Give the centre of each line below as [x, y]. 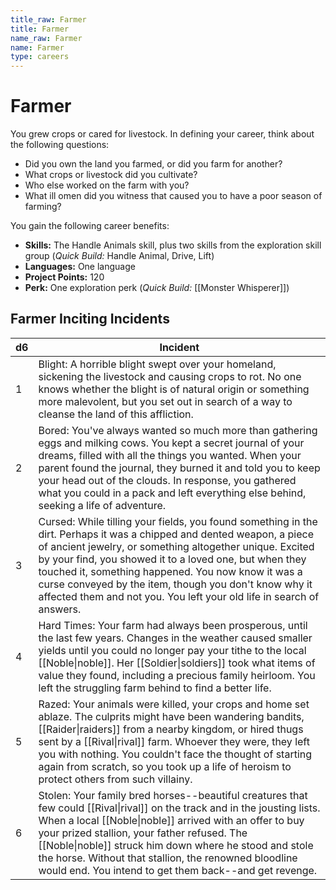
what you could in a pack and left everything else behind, [172, 493]
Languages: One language [80, 267]
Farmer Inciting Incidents [90, 319]
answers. [60, 609]
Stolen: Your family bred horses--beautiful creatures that [173, 795]
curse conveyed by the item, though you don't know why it [175, 584]
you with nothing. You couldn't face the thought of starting [175, 754]
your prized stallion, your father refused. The [143, 833]
